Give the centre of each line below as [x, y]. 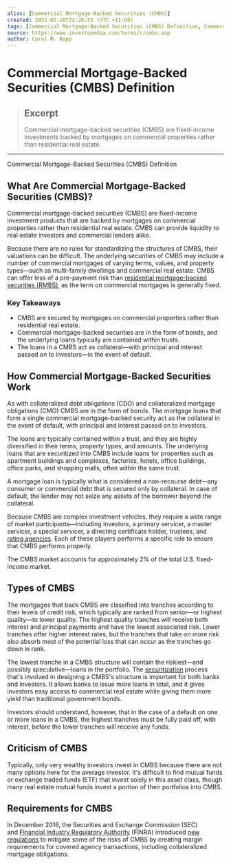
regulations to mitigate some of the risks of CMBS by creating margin [105, 840]
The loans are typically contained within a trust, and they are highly [102, 439]
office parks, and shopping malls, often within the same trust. [94, 468]
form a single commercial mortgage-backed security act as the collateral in [113, 418]
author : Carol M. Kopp [40, 39]
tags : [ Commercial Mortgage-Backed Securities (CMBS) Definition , [104, 26]
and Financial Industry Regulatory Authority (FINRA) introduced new [103, 832]
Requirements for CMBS [60, 809]
